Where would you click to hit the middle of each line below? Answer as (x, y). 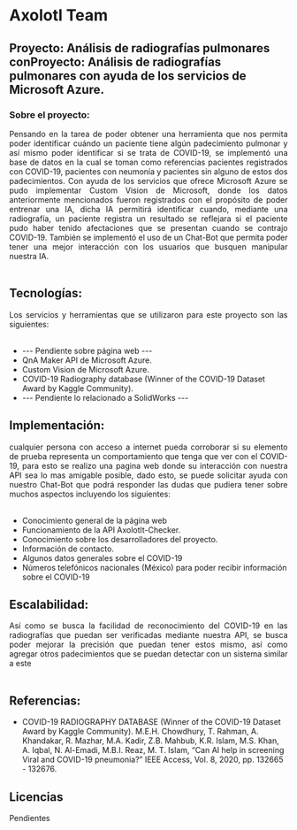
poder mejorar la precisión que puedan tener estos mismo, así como (148, 645)
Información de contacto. (68, 549)
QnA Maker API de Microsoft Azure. (87, 360)
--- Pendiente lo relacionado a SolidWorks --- (105, 397)
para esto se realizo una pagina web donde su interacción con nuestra (155, 465)
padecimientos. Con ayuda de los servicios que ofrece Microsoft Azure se (148, 181)
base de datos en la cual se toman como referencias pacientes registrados (148, 162)
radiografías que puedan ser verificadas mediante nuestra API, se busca (148, 635)
